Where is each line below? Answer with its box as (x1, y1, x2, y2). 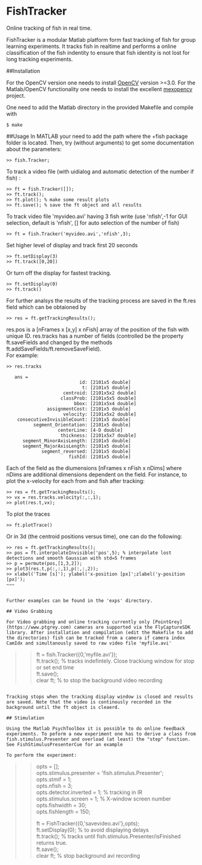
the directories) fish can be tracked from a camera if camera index (6, 635, 186, 641)
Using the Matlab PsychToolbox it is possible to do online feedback (6, 725, 186, 731)
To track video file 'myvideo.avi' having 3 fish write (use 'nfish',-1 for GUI (6, 213, 187, 220)
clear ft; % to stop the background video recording (36, 676, 163, 684)
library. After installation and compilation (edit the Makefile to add (6, 629, 194, 635)
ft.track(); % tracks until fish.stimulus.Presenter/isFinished (36, 832, 181, 839)
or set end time (36, 663, 74, 671)
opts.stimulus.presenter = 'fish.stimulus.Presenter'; (36, 769, 164, 776)
